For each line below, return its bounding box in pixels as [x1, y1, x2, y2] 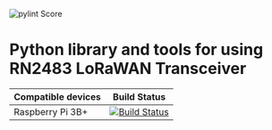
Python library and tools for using [9, 40, 264, 60]
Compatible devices [13, 90, 101, 102]
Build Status [113, 90, 166, 102]
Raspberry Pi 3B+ [13, 105, 89, 118]
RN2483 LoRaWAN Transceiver [9, 59, 247, 79]
